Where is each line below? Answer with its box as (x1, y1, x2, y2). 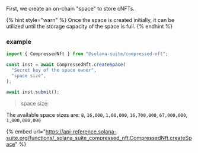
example (6, 37, 31, 46)
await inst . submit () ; (6, 89, 60, 95)
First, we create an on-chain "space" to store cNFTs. (6, 5, 135, 12)
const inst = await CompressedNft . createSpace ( (6, 62, 126, 68)
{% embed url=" (6, 128, 46, 135)
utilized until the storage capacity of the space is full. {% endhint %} (6, 23, 173, 30)
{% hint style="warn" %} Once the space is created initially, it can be (6, 17, 175, 23)
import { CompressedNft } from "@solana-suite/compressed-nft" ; (6, 51, 168, 57)
